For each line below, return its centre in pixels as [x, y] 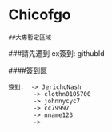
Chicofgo [40, 15]
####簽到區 [28, 70]
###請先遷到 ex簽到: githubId [57, 53]
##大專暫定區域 [30, 38]
